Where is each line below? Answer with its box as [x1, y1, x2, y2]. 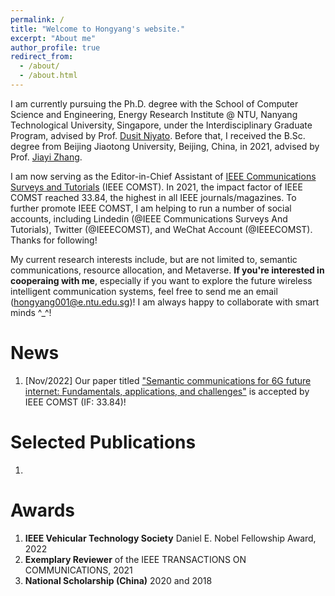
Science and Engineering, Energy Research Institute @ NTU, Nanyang [10, 108, 298, 120]
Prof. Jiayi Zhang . [10, 151, 83, 163]
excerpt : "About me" [10, 33, 97, 43]
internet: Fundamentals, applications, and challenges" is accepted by [24, 385, 310, 397]
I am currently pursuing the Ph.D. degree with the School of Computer [10, 97, 299, 110]
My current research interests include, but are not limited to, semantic [10, 253, 298, 265]
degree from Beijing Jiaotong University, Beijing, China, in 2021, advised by [10, 140, 320, 152]
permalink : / [10, 14, 65, 25]
